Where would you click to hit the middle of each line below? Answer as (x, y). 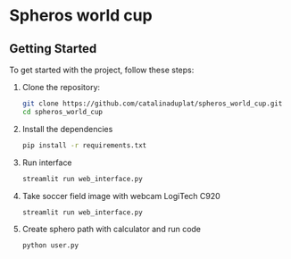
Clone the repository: (61, 87)
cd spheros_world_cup (62, 112)
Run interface (47, 163)
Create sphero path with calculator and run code (112, 230)
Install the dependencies (67, 129)
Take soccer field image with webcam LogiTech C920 (121, 196)
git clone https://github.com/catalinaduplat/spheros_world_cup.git (152, 104)
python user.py (50, 246)
